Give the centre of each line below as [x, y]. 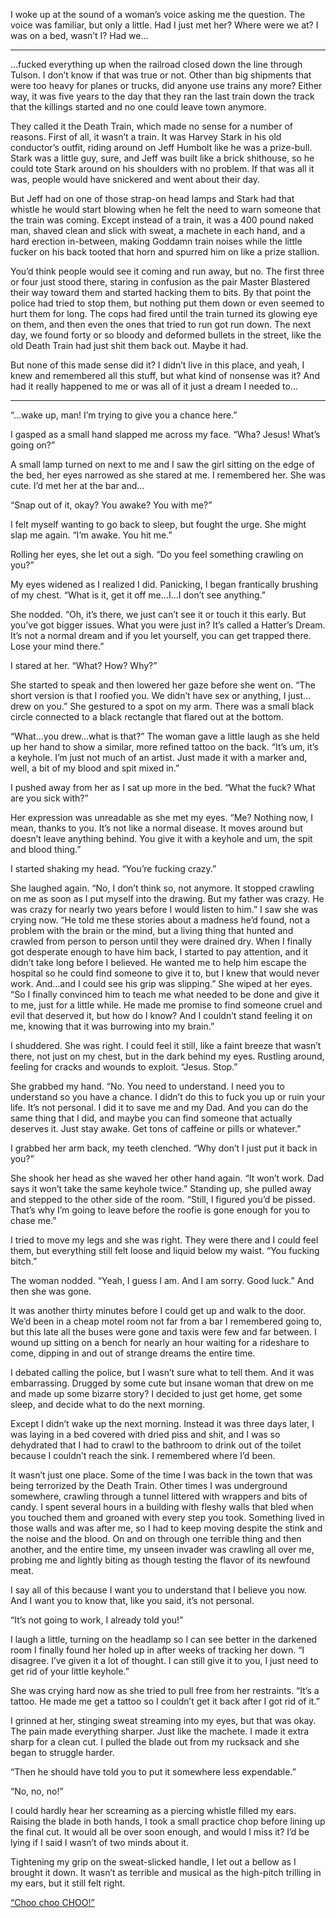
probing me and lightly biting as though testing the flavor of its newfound [160, 1560]
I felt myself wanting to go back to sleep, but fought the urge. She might [158, 524]
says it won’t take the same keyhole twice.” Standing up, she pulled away [161, 1188]
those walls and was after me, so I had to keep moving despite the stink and [166, 1528]
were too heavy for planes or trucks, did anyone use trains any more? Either [166, 85]
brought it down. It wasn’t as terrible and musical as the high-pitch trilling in [166, 1872]
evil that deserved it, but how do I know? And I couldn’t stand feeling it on [161, 1015]
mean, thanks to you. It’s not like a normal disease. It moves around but [156, 828]
